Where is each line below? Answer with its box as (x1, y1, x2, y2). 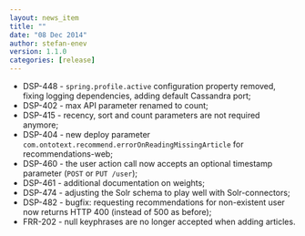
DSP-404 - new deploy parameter (22, 129, 151, 139)
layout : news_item (9, 13, 79, 23)
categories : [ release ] (9, 56, 96, 65)
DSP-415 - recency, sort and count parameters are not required (22, 110, 260, 120)
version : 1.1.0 (9, 47, 67, 56)
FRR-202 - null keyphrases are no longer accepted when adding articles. (22, 216, 296, 227)
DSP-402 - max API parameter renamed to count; (22, 100, 209, 110)
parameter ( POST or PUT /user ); (22, 168, 138, 179)
